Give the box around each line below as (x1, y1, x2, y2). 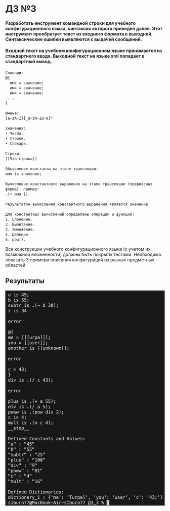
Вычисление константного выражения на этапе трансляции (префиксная (5, 181, 153, 187)
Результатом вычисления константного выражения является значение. (5, 202, 151, 207)
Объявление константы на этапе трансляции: (5, 166, 99, 171)
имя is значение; (5, 171, 42, 176)
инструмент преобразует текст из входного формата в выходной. (5, 31, 153, 37)
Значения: (5, 126, 26, 131)
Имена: (5, 111, 19, 116)
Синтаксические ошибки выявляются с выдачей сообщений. (5, 36, 143, 42)
